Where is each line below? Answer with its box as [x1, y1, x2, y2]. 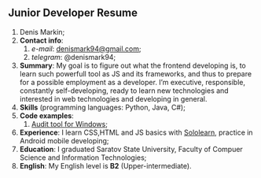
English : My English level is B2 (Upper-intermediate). [19, 161, 192, 170]
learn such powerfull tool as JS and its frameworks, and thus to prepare [19, 69, 252, 78]
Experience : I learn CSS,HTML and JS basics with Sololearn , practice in [19, 128, 253, 137]
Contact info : [19, 35, 64, 45]
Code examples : [19, 110, 75, 121]
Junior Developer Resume [8, 6, 138, 20]
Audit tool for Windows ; [31, 119, 108, 128]
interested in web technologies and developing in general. [19, 94, 208, 103]
